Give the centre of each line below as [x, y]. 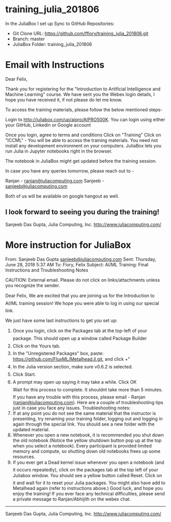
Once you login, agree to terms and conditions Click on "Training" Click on [83, 135]
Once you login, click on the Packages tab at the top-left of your [80, 331]
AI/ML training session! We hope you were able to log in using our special [82, 303]
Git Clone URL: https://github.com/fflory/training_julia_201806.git [80, 33]
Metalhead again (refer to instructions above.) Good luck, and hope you [88, 488]
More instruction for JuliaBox [68, 245]
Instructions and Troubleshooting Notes [47, 270]
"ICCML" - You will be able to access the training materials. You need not [82, 140]
